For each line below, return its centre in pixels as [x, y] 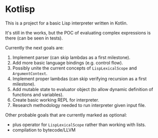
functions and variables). [38, 94]
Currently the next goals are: [34, 47]
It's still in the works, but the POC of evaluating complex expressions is [78, 32]
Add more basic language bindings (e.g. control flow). [68, 62]
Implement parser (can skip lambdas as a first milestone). [71, 57]
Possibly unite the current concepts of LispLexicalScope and [75, 68]
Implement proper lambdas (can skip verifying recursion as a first [79, 78]
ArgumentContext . [30, 73]
